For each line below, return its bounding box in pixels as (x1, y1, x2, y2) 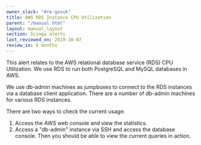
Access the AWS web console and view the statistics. (14, 119, 148, 126)
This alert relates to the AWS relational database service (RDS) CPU (6, 58, 173, 66)
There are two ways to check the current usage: (6, 108, 125, 115)
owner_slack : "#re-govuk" (6, 8, 71, 15)
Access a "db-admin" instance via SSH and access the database (14, 126, 175, 133)
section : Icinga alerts (6, 31, 66, 37)
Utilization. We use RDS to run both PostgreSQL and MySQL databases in (6, 65, 187, 72)
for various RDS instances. (6, 96, 72, 103)
